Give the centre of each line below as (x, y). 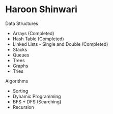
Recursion (23, 107)
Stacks (20, 49)
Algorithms (17, 81)
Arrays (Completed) (33, 33)
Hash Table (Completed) (38, 39)
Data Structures (22, 23)
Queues (21, 55)
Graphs (20, 66)
